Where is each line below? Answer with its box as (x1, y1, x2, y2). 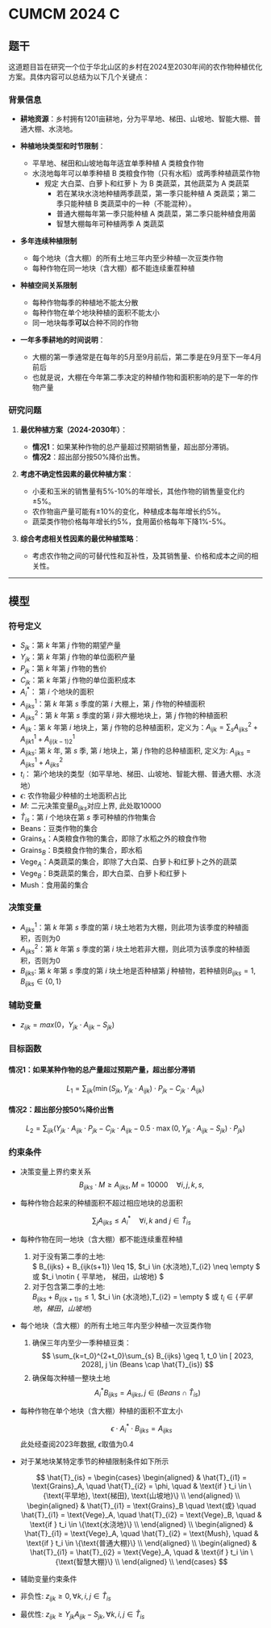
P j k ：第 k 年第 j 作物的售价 (19, 663, 107, 675)
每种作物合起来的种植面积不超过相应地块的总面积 (19, 1198, 183, 1208)
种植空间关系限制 (19, 280, 77, 291)
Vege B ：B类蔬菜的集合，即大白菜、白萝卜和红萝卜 (19, 868, 188, 880)
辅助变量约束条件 (19, 1574, 77, 1584)
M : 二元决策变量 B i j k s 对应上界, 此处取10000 (19, 800, 161, 812)
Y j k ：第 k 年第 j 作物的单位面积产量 (19, 652, 135, 663)
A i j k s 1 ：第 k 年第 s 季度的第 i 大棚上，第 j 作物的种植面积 (19, 697, 206, 711)
